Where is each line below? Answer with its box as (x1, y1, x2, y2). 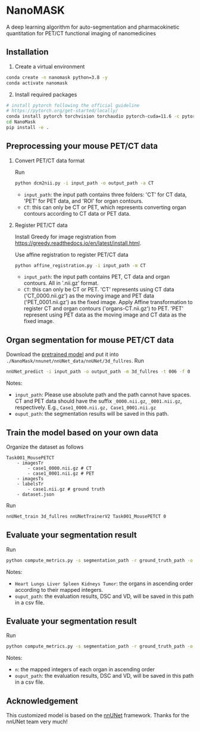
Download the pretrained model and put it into (6, 351, 119, 358)
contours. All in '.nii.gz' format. (23, 279, 99, 287)
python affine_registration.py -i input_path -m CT (14, 262, 146, 269)
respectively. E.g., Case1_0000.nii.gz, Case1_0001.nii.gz (14, 404, 157, 411)
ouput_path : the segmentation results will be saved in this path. (14, 410, 169, 417)
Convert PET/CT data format (14, 156, 85, 164)
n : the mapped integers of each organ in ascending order (14, 666, 155, 673)
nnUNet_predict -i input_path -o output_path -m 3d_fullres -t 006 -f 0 (6, 368, 190, 375)
